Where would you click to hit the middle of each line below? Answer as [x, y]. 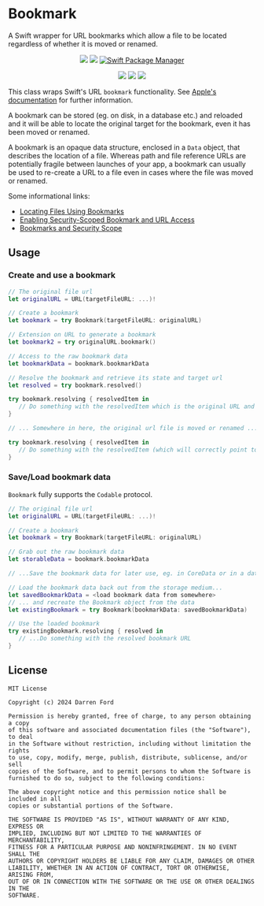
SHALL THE [24, 854]
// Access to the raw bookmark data [68, 356]
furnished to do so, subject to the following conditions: [107, 778]
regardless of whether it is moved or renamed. [83, 43]
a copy [19, 723]
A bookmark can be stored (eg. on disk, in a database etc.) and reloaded [125, 115]
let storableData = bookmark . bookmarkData [79, 559]
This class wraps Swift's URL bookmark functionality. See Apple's [112, 91]
